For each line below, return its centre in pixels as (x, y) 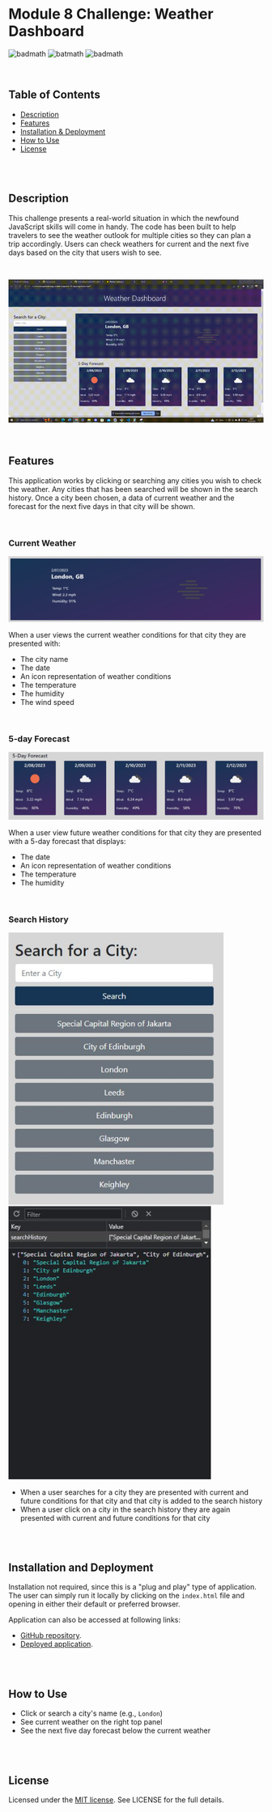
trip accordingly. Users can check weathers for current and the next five (129, 244)
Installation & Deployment (63, 131)
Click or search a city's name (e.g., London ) (91, 1713)
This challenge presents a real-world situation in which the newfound (124, 218)
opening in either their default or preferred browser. (94, 1604)
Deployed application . (56, 1644)
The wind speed (47, 702)
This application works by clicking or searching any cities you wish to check (135, 480)
